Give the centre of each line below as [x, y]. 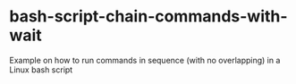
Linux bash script [41, 70]
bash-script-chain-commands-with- [148, 17]
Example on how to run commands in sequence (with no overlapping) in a [145, 60]
